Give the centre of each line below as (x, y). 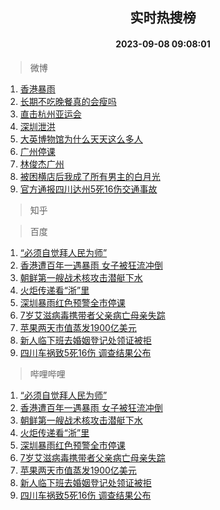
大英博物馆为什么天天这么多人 (81, 139)
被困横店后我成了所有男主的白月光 (90, 176)
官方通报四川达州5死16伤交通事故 (88, 189)
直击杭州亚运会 (50, 114)
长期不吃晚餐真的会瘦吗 (68, 101)
